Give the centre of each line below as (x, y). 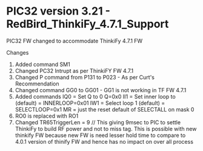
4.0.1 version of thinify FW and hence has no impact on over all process (104, 141)
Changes (18, 52)
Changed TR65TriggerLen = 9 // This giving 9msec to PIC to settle (98, 122)
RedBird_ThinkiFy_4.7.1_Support (88, 24)
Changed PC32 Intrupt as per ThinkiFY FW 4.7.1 (74, 70)
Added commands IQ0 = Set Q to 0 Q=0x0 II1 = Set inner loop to (95, 96)
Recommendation (37, 84)
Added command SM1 (43, 64)
